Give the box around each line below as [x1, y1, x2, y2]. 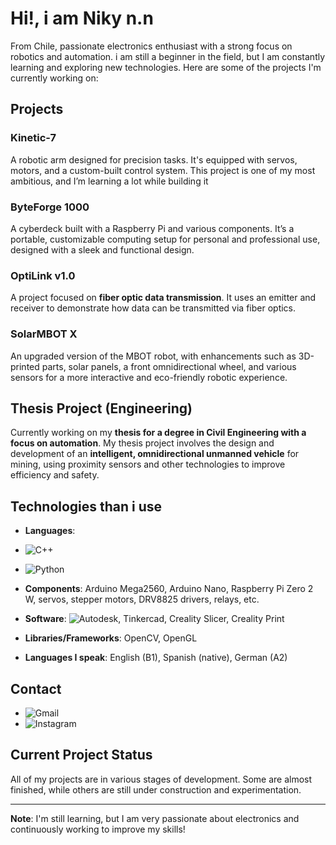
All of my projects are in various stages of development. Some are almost [10, 773, 313, 785]
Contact [10, 680, 62, 697]
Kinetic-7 [10, 131, 57, 145]
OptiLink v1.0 [10, 268, 76, 282]
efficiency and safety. [10, 469, 100, 481]
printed [10, 360, 40, 372]
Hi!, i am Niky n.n [10, 7, 154, 30]
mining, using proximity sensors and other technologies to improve [10, 458, 286, 471]
